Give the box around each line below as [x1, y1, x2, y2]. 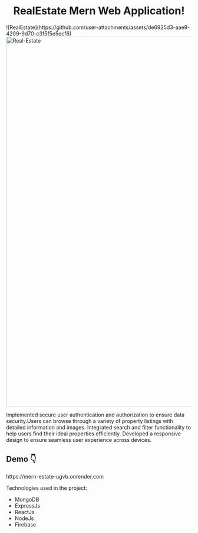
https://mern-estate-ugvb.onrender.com [6, 473, 104, 480]
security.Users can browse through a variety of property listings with [6, 417, 174, 424]
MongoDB [14, 496, 39, 503]
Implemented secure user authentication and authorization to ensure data [6, 411, 184, 418]
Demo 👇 [6, 454, 37, 464]
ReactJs [14, 508, 35, 515]
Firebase [14, 521, 37, 528]
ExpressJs [14, 502, 40, 509]
